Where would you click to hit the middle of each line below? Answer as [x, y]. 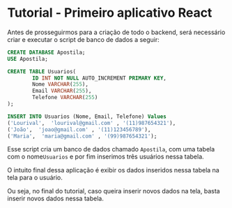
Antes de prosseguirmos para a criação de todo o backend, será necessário [116, 32]
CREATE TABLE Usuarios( [42, 71]
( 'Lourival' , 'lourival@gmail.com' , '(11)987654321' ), [92, 123]
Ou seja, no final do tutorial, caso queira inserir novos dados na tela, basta [114, 191]
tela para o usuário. [35, 178]
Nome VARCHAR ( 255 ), [61, 84]
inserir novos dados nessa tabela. [56, 199]
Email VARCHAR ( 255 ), [62, 91]
